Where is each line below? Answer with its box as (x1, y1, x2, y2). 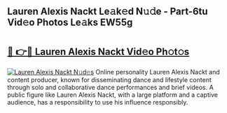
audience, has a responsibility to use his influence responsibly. (7, 98, 188, 106)
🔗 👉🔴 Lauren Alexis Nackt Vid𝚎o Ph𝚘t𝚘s (7, 46, 190, 58)
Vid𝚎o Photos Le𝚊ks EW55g (7, 17, 133, 29)
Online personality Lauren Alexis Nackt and (95, 68, 221, 76)
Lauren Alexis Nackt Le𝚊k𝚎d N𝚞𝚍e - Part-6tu (7, 6, 208, 18)
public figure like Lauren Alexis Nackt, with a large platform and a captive (7, 91, 219, 99)
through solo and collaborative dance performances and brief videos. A (7, 84, 214, 91)
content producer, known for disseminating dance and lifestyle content (7, 76, 212, 84)
